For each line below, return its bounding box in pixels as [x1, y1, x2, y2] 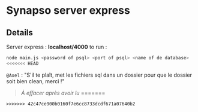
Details [6, 28, 33, 38]
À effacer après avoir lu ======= [20, 89, 106, 96]
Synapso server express [6, 4, 130, 17]
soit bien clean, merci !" [6, 77, 65, 84]
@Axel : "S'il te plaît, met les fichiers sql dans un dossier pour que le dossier [6, 71, 193, 78]
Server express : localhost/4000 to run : [6, 43, 107, 50]
